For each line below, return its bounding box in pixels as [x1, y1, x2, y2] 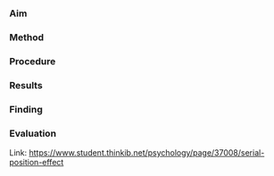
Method [9, 30, 45, 43]
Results [9, 79, 43, 91]
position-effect [9, 156, 64, 167]
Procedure [9, 54, 56, 67]
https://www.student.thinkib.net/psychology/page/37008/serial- [29, 147, 265, 158]
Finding [9, 103, 43, 115]
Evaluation [9, 127, 56, 139]
